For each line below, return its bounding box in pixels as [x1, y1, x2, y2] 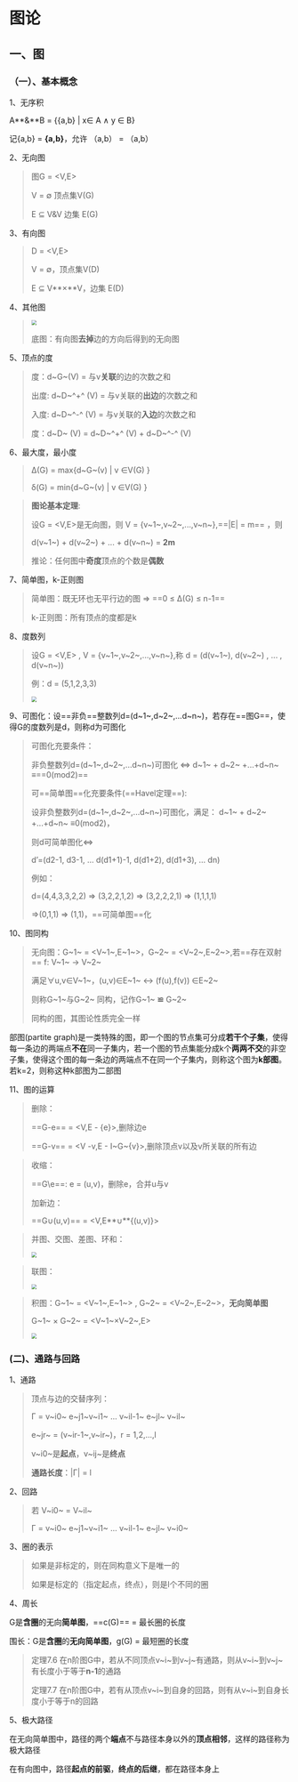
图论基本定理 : [30, 500, 81, 512]
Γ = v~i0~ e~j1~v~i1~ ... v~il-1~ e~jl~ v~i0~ [30, 1523, 189, 1534]
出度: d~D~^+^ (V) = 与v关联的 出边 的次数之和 [30, 391, 198, 401]
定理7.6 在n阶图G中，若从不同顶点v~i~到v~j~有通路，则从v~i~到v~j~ [30, 1655, 283, 1665]
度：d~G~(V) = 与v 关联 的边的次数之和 [30, 371, 172, 383]
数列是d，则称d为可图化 [38, 722, 126, 732]
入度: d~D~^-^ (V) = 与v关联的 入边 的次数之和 [30, 409, 197, 420]
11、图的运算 [9, 1085, 55, 1095]
